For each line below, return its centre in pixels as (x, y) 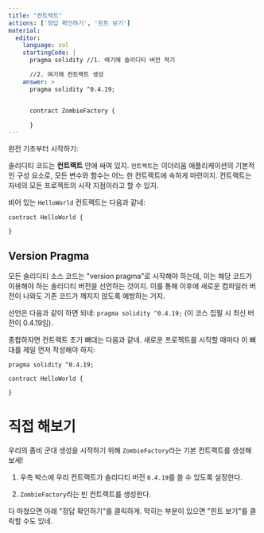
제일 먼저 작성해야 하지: (59, 350)
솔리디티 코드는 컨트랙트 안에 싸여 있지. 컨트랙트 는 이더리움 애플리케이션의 (121, 166)
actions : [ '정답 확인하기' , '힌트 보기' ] (70, 23)
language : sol (46, 45)
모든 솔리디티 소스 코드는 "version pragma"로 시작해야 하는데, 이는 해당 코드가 (130, 276)
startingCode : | (50, 53)
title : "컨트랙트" (35, 16)
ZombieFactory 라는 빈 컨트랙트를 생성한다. (85, 494)
